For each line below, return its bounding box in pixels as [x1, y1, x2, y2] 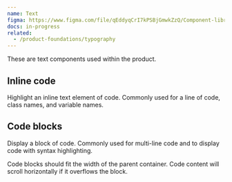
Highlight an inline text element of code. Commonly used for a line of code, [7, 93, 221, 101]
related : [7, 29, 32, 37]
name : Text [7, 10, 39, 17]
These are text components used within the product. [7, 55, 157, 63]
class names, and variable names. [7, 100, 104, 109]
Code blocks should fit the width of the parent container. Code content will [7, 160, 220, 168]
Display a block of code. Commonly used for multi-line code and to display [7, 139, 220, 147]
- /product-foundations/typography [13, 36, 116, 43]
